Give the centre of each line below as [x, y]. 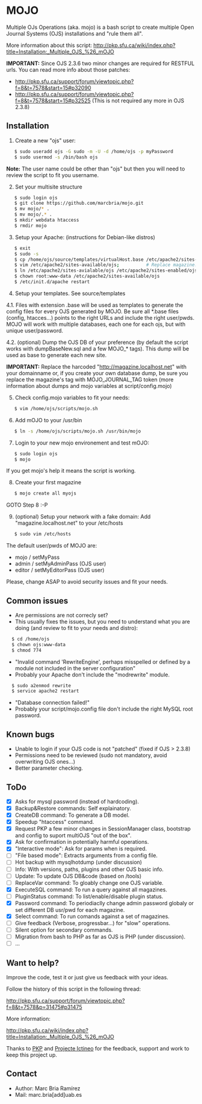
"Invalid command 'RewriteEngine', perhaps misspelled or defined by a [103, 662]
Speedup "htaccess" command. [54, 822]
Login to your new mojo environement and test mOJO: [82, 443]
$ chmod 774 [27, 650]
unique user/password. [35, 330]
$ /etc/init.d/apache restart [52, 282]
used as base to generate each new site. [57, 355]
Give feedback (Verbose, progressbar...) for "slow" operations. [93, 923]
